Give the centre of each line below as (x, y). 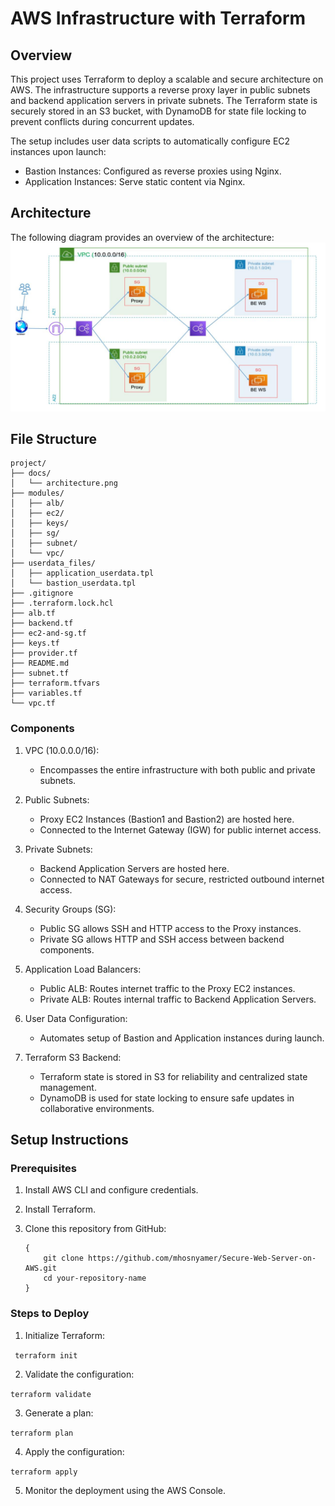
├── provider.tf (44, 653)
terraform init (46, 1355)
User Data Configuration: (76, 1018)
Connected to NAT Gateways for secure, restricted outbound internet (182, 879)
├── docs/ (31, 473)
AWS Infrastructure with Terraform (158, 18)
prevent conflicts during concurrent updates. (102, 121)
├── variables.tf (46, 693)
